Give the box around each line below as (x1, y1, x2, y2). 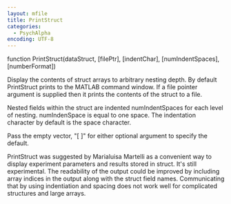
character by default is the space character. (7, 118, 132, 127)
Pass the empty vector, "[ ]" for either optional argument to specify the (7, 132, 208, 140)
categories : (7, 23, 41, 30)
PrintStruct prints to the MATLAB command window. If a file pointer (7, 83, 198, 91)
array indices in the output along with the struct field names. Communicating (7, 174, 225, 183)
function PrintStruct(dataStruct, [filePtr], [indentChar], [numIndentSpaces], (7, 55, 220, 63)
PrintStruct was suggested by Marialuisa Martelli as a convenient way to (7, 153, 212, 161)
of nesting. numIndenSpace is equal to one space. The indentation (7, 111, 197, 120)
